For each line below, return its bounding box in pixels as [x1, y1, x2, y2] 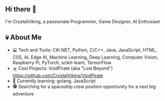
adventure [12, 90, 34, 96]
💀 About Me [5, 33, 42, 42]
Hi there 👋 [5, 5, 37, 14]
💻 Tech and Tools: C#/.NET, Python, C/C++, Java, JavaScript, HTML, [12, 46, 157, 53]
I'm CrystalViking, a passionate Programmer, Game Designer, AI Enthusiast [5, 18, 160, 24]
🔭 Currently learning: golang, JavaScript [12, 78, 96, 84]
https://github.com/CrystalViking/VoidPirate [12, 72, 104, 78]
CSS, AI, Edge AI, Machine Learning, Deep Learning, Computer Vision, [12, 54, 158, 60]
